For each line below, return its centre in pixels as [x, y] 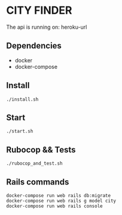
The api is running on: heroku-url [47, 27]
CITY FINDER [39, 10]
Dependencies [34, 46]
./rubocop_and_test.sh [34, 163]
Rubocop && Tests [41, 149]
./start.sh [20, 131]
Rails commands [38, 182]
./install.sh [22, 99]
